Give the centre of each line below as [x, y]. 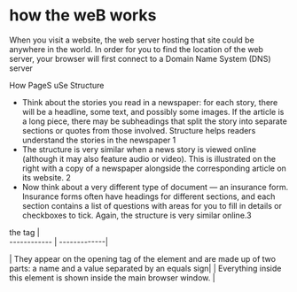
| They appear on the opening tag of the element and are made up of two [143, 258]
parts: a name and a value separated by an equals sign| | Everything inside [145, 268]
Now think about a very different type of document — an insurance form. [155, 187]
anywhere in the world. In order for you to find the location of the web [137, 49]
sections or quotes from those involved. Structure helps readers [139, 130]
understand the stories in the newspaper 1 [99, 140]
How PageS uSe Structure [57, 85]
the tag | [24, 232]
